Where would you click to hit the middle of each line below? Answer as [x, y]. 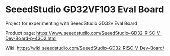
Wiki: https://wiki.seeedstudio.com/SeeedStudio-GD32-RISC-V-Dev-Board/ [85, 48]
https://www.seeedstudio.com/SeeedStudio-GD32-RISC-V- [99, 33]
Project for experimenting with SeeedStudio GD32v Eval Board [71, 23]
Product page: [20, 33]
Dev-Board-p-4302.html [31, 38]
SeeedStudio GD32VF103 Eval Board [85, 9]
